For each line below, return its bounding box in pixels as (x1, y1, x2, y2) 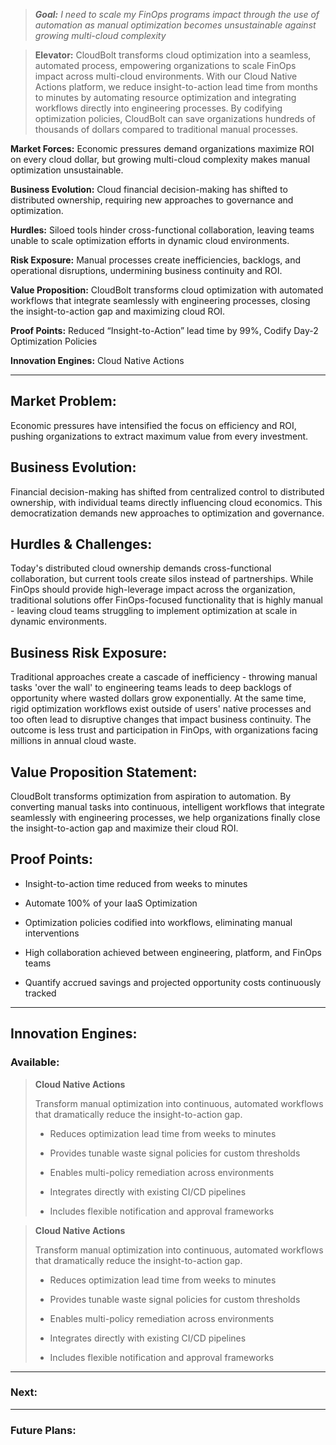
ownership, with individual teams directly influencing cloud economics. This (10, 496, 323, 508)
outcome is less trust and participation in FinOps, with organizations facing (10, 724, 319, 736)
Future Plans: (10, 1423, 77, 1437)
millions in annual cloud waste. (10, 735, 137, 747)
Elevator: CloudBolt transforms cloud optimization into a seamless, (34, 49, 312, 61)
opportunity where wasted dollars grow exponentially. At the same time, (10, 692, 307, 704)
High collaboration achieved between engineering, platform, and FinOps (24, 946, 322, 958)
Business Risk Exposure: (10, 644, 168, 661)
